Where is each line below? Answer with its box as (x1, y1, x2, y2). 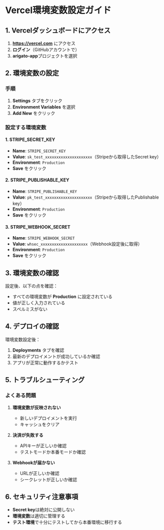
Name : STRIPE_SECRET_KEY (12, 147, 66, 153)
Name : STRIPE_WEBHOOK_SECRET (12, 235, 75, 241)
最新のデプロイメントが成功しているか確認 (12, 353, 100, 359)
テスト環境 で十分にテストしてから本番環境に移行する (12, 519, 122, 525)
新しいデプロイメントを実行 (19, 415, 77, 421)
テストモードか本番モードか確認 (19, 449, 86, 455)
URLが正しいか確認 (19, 470, 59, 476)
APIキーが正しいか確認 (19, 442, 66, 449)
